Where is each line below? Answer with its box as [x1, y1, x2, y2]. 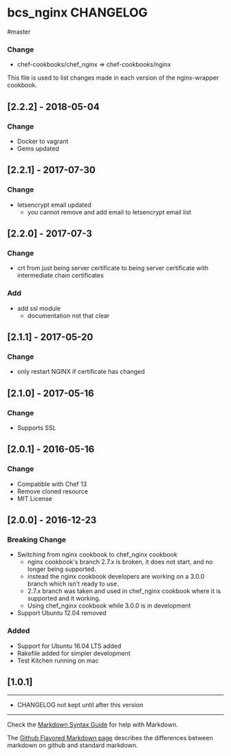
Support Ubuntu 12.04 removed [16, 609, 107, 617]
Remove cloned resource [16, 487, 89, 496]
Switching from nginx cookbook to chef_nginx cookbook [16, 551, 177, 559]
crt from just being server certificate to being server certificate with [16, 264, 208, 272]
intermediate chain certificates [16, 271, 104, 280]
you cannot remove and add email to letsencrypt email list [27, 208, 191, 216]
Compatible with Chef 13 [16, 480, 87, 488]
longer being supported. [27, 565, 96, 573]
